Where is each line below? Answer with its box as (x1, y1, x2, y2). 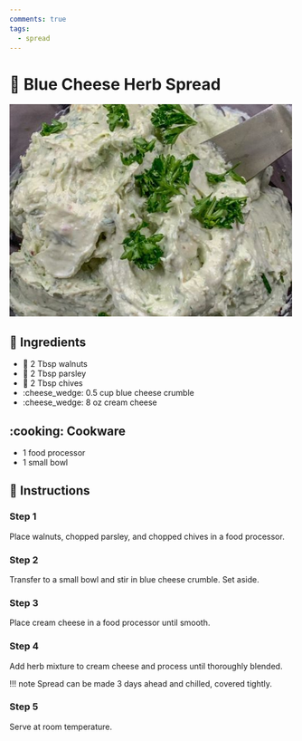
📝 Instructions (9, 483, 90, 498)
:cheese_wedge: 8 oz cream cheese (22, 397, 158, 408)
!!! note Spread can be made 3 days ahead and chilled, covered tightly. (9, 678, 273, 688)
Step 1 (9, 510, 37, 523)
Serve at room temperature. (9, 721, 113, 732)
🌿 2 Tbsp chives (22, 378, 83, 389)
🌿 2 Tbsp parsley (22, 368, 87, 380)
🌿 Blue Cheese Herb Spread (9, 73, 222, 94)
